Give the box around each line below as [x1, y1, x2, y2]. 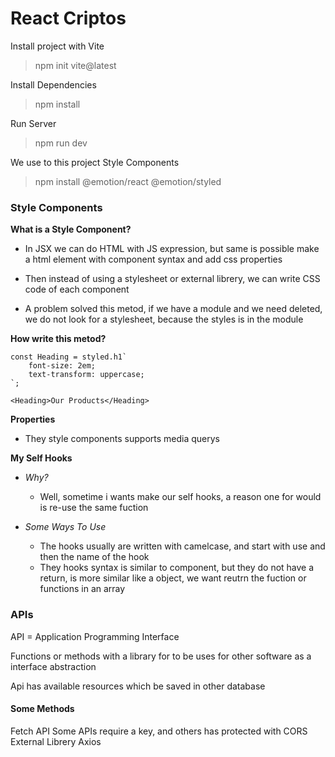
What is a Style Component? [10, 223, 132, 236]
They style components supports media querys [24, 433, 220, 445]
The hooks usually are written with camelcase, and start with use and [39, 540, 326, 552]
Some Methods [10, 703, 75, 715]
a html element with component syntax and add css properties [24, 253, 283, 266]
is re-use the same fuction [39, 502, 149, 514]
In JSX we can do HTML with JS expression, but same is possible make [24, 243, 320, 255]
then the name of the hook [39, 551, 150, 563]
